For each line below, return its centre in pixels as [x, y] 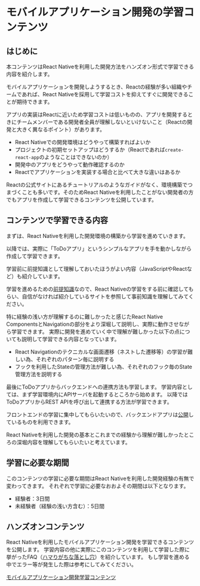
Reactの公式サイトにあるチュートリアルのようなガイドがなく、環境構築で [97, 185]
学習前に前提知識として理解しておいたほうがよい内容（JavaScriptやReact [96, 268]
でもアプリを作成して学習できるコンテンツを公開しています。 [81, 200]
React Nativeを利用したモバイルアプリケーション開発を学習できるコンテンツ [100, 542]
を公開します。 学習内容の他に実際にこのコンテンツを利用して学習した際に [98, 550]
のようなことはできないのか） [76, 157]
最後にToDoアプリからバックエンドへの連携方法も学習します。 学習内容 [94, 387]
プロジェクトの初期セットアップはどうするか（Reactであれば [90, 149]
